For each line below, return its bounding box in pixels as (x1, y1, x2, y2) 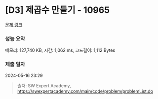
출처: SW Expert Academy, (17, 82, 71, 89)
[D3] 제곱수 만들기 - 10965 (5, 4, 110, 16)
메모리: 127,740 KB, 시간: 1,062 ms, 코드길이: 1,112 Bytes (5, 47, 116, 53)
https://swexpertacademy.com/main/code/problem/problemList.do (17, 88, 154, 94)
